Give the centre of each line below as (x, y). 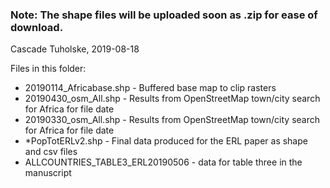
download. (37, 27)
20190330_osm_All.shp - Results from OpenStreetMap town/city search (172, 120)
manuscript (48, 173)
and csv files (51, 152)
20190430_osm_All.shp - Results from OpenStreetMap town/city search (172, 99)
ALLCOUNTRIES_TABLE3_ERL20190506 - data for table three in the (163, 162)
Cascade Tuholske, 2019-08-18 (75, 49)
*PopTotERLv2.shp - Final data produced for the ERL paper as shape (166, 141)
